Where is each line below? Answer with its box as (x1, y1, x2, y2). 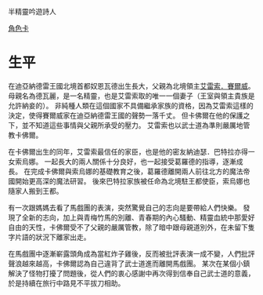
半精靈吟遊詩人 (8, 7, 56, 16)
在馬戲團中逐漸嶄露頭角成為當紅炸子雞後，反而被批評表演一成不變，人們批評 (8, 249, 255, 258)
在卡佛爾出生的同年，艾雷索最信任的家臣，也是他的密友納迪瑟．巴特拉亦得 (8, 147, 248, 156)
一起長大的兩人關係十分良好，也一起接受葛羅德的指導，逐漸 (44, 156, 236, 166)
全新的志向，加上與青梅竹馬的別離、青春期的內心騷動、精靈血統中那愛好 (21, 213, 255, 222)
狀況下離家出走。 (34, 232, 91, 242)
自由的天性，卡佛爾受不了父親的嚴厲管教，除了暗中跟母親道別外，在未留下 (8, 222, 248, 231)
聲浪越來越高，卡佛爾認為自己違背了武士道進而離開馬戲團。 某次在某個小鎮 (8, 258, 250, 268)
